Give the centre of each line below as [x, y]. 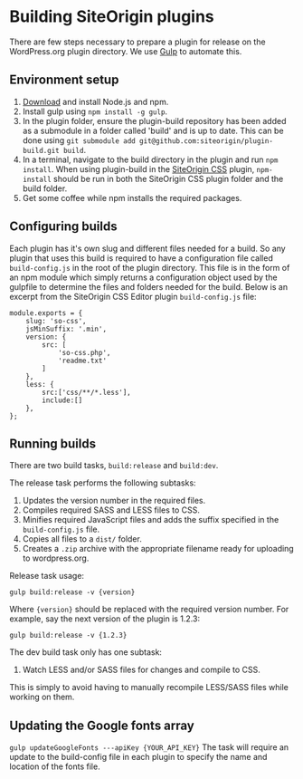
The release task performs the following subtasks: [103, 483]
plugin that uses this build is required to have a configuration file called [141, 258]
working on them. [42, 697]
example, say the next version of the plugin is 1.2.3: [105, 619]
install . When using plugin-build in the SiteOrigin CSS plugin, [138, 168]
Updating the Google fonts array [102, 725]
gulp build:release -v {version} [72, 592]
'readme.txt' [82, 361]
